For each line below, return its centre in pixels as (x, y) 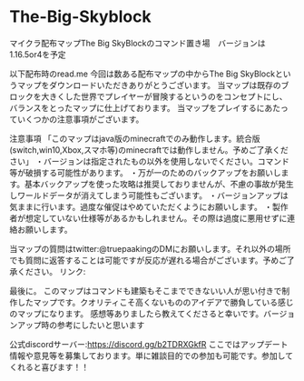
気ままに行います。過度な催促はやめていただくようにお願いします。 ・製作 (149, 206)
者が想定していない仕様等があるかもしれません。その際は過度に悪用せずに (148, 218)
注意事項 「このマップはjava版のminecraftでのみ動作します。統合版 (135, 138)
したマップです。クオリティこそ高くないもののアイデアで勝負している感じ (155, 302)
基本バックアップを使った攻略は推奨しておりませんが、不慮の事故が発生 (159, 184)
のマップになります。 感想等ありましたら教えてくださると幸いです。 (137, 313)
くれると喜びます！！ (49, 366)
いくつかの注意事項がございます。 (80, 119)
